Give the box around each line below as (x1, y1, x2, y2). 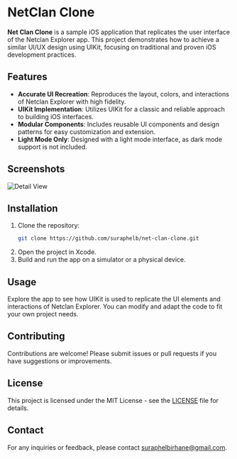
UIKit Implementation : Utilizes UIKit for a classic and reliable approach (17, 104, 226, 114)
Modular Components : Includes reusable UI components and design (17, 120, 220, 128)
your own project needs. (7, 310, 79, 319)
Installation (7, 202, 58, 214)
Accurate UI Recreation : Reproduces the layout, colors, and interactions (17, 89, 229, 98)
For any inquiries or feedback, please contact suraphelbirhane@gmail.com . (7, 443, 228, 451)
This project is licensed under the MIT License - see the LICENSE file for (7, 396, 219, 404)
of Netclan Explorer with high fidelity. (17, 97, 126, 106)
